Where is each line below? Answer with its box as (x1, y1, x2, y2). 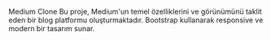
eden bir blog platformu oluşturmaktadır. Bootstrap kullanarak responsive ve (8, 15, 264, 25)
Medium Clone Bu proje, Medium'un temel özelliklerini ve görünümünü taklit (8, 7, 262, 16)
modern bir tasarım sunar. (8, 24, 95, 33)
